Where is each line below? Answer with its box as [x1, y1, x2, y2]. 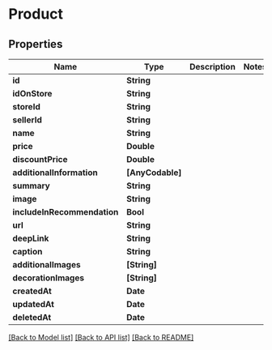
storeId [12, 101, 40, 112]
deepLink [12, 233, 49, 244]
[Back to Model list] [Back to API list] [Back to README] [8, 333, 194, 342]
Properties [8, 37, 63, 51]
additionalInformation [12, 167, 99, 178]
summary [12, 180, 50, 191]
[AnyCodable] [126, 167, 182, 178]
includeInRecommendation [12, 207, 119, 217]
